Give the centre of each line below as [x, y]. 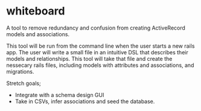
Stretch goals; [24, 83]
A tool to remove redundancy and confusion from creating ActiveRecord [96, 28]
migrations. [20, 71]
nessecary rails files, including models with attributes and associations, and [100, 65]
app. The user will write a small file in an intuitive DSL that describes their [97, 52]
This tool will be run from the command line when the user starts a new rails [101, 46]
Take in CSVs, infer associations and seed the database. [85, 101]
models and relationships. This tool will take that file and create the [89, 59]
